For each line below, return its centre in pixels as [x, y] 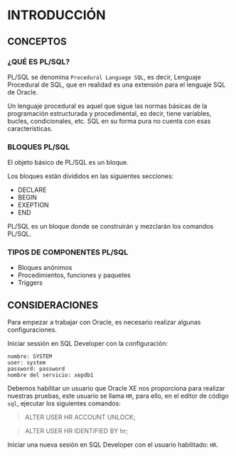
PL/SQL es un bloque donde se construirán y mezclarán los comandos [111, 227]
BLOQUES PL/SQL [39, 147]
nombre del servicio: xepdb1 [50, 375]
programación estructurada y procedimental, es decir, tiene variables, [109, 113]
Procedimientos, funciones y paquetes [74, 275]
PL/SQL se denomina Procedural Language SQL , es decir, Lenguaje [104, 77]
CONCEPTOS [37, 42]
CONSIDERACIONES [53, 305]
